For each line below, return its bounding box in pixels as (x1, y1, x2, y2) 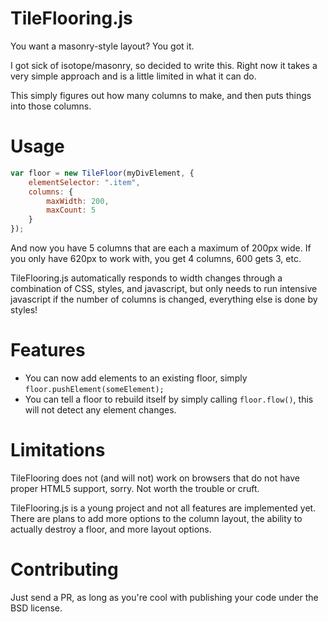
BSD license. (10, 602, 63, 614)
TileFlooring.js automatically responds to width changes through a (10, 272, 283, 284)
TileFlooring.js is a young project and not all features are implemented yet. (10, 502, 317, 514)
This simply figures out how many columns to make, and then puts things (10, 89, 312, 101)
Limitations (10, 439, 106, 462)
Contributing (10, 558, 119, 581)
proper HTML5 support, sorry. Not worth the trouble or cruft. (10, 482, 260, 494)
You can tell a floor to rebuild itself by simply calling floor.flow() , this (24, 393, 314, 405)
